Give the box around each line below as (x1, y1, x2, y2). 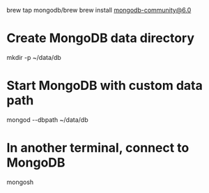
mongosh (6, 178, 34, 186)
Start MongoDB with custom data (6, 78, 203, 93)
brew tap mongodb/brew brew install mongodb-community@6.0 (6, 6, 192, 14)
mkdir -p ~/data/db (6, 53, 62, 61)
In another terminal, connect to (6, 140, 189, 156)
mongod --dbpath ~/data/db (6, 115, 88, 124)
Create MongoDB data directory (6, 31, 195, 46)
